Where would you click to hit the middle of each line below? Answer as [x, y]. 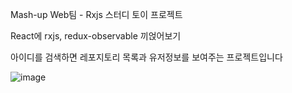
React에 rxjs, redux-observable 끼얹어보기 [96, 36]
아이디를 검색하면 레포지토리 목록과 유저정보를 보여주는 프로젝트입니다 [146, 57]
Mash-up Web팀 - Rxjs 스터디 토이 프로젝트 [96, 14]
